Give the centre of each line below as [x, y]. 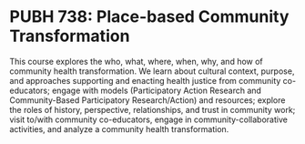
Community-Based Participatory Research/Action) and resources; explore [147, 100]
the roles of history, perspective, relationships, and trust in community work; [152, 109]
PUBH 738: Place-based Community [149, 17]
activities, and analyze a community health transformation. [119, 129]
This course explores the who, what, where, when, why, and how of [137, 61]
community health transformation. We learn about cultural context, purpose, [152, 71]
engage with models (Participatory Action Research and [157, 90]
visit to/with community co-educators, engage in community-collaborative [149, 119]
